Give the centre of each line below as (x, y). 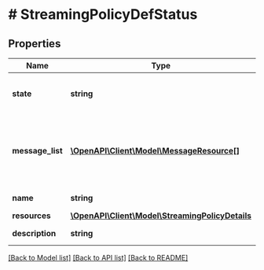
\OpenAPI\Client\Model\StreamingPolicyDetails (161, 216)
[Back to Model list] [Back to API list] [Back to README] (98, 258)
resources (31, 216)
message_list (37, 151)
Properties (35, 44)
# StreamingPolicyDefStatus (103, 15)
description (34, 233)
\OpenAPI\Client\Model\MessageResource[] (155, 151)
